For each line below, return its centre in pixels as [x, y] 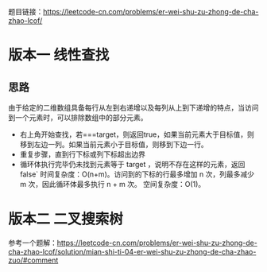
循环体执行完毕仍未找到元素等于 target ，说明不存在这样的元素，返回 [132, 164]
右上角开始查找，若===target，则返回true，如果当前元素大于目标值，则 [137, 134]
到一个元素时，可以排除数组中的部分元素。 [78, 117]
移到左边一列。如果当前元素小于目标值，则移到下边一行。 [114, 144]
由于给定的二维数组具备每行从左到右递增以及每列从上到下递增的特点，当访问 [133, 107]
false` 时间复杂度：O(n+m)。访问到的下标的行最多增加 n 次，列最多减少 [137, 174]
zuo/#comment [33, 260]
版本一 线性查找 [59, 55]
